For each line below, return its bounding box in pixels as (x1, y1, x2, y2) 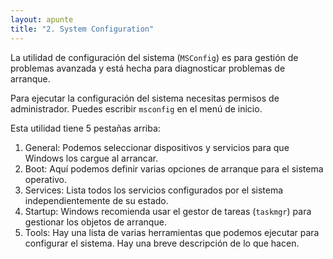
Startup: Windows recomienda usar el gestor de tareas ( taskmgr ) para (24, 205, 312, 217)
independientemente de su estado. (24, 194, 169, 206)
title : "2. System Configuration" (10, 24, 155, 34)
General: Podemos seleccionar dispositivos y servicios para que (24, 141, 290, 153)
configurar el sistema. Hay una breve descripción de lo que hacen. (24, 237, 300, 249)
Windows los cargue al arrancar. (24, 152, 159, 164)
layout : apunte (10, 14, 74, 25)
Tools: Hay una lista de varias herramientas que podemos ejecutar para (24, 226, 320, 238)
